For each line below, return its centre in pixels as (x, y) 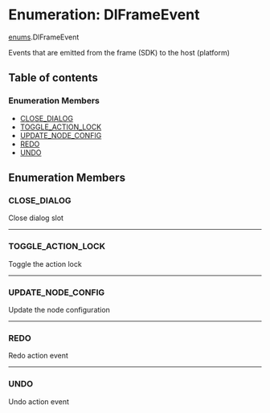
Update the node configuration (59, 309)
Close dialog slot (36, 218)
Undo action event (39, 401)
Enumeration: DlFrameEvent (104, 15)
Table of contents (53, 78)
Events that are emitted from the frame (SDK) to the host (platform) (119, 52)
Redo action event (38, 356)
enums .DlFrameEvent (44, 37)
